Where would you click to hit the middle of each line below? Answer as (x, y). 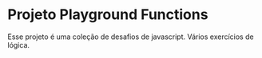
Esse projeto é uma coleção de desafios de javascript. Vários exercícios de (131, 37)
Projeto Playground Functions (108, 15)
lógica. (18, 44)
